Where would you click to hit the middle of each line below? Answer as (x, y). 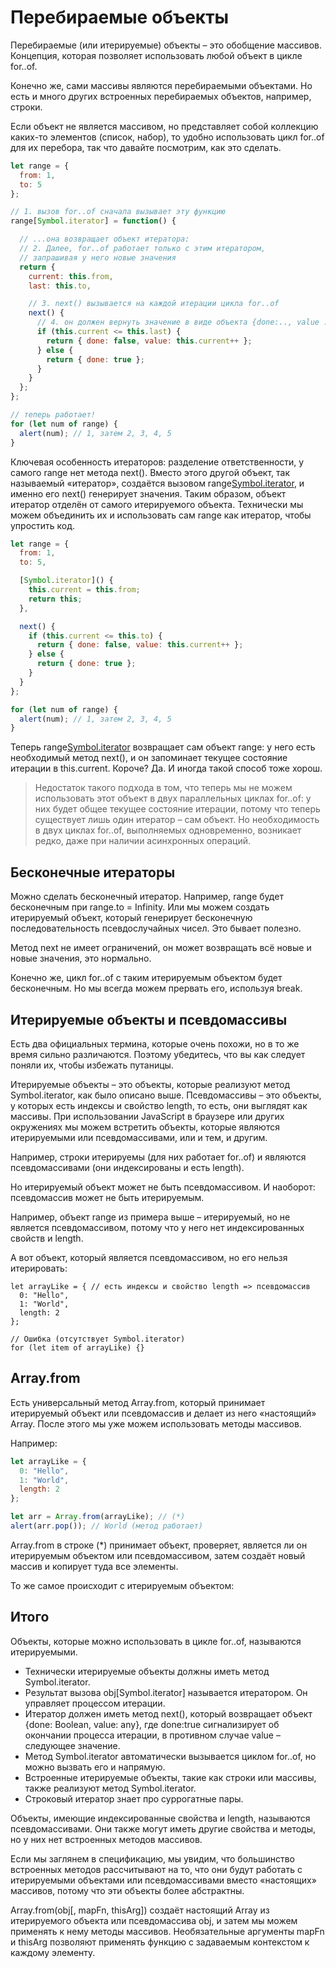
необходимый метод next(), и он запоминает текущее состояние (149, 758)
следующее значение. (72, 1745)
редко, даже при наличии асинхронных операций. (143, 841)
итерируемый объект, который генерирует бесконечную (131, 918)
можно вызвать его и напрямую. (95, 1767)
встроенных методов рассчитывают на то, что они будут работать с (156, 1869)
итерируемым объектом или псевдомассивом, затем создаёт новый (158, 1555)
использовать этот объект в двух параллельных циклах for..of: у (173, 798)
